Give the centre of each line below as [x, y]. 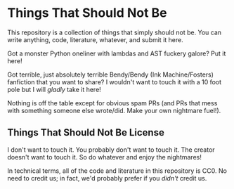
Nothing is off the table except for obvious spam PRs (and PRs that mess [112, 103]
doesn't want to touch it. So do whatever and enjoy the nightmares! [104, 157]
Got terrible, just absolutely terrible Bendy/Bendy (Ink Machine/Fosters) [111, 74]
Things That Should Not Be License [86, 132]
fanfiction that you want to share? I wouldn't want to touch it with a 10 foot [115, 82]
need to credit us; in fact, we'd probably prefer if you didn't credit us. [107, 178]
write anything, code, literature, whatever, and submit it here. [96, 39]
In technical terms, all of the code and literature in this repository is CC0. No [117, 171]
